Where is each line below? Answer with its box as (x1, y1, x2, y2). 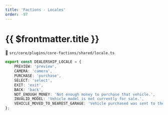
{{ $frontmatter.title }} (5, 33, 99, 45)
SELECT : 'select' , (14, 78, 52, 83)
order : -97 (5, 12, 28, 17)
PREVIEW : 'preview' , (14, 64, 57, 69)
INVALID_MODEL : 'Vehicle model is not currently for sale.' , (14, 97, 144, 102)
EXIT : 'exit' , (14, 83, 43, 88)
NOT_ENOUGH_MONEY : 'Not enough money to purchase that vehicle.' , (14, 92, 155, 97)
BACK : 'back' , (14, 87, 43, 92)
